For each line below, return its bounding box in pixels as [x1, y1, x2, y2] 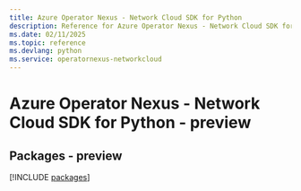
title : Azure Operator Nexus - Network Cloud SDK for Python [9, 13, 243, 22]
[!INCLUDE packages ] [9, 172, 90, 182]
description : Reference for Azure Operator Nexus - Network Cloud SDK [9, 22, 279, 30]
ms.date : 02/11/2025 [9, 30, 87, 39]
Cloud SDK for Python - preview [9, 113, 252, 133]
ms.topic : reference [9, 38, 87, 48]
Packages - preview [9, 148, 123, 163]
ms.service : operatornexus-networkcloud [9, 55, 163, 64]
